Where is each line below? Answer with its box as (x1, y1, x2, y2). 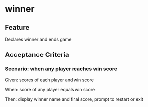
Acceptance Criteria (5, 51, 69, 59)
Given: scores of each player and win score (5, 77, 94, 83)
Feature (5, 23, 30, 32)
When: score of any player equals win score (5, 86, 95, 92)
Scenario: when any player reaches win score (5, 65, 118, 72)
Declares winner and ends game (5, 36, 72, 42)
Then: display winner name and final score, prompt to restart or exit (5, 96, 143, 102)
